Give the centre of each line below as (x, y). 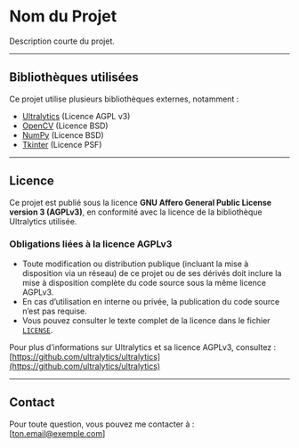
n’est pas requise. (54, 311)
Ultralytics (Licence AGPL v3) (76, 116)
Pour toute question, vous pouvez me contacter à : (102, 424)
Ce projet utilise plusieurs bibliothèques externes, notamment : (124, 99)
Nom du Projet (63, 16)
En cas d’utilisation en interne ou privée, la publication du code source (151, 301)
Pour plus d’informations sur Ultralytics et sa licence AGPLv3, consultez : (143, 347)
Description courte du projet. (62, 41)
